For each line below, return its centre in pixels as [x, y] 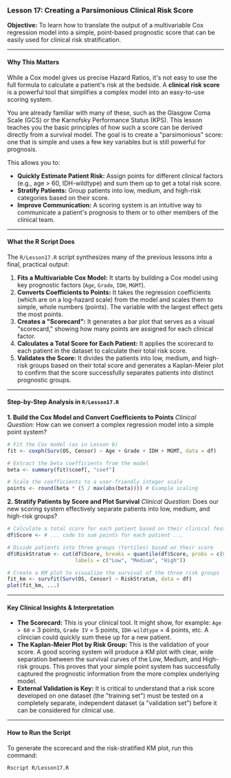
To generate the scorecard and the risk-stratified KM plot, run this [100, 748]
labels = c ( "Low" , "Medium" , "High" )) [130, 560]
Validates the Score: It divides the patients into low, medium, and [110, 358]
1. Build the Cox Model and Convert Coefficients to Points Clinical [102, 417]
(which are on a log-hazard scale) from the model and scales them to [115, 299]
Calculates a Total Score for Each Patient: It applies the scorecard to [115, 343]
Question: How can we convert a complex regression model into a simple [111, 424]
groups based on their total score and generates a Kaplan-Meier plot [126, 365]
